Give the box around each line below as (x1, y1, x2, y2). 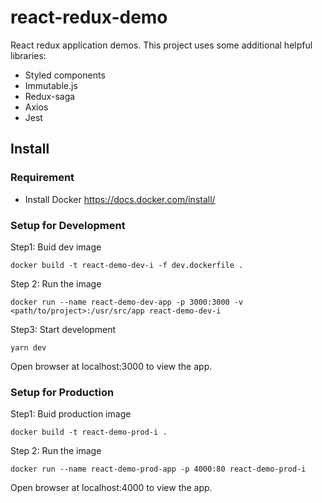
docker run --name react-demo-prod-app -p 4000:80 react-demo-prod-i (10, 464, 307, 475)
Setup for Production (10, 385, 115, 399)
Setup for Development (10, 218, 126, 232)
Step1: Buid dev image (10, 241, 102, 253)
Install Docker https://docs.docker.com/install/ (24, 193, 216, 205)
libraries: (10, 49, 47, 61)
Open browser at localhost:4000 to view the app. (10, 482, 213, 494)
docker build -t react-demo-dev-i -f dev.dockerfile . (10, 260, 244, 270)
